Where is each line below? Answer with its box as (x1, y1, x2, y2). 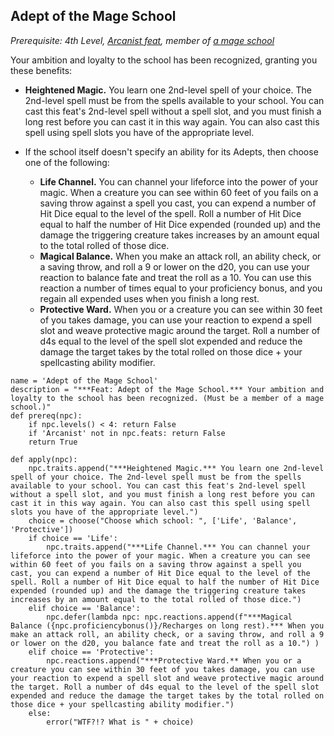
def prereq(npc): (10, 410, 83, 421)
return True (28, 437, 78, 447)
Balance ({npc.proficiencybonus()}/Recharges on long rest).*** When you (10, 620, 325, 631)
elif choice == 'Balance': (28, 603, 141, 613)
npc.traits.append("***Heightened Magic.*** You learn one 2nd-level (28, 463, 325, 473)
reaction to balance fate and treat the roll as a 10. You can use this (39, 271, 312, 283)
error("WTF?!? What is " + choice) (46, 717, 195, 727)
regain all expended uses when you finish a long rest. (39, 292, 260, 304)
